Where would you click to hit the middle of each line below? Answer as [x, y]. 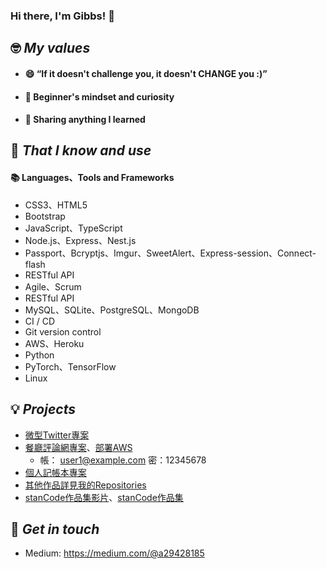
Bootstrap [45, 216]
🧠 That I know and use [81, 150]
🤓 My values [50, 48]
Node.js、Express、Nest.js [80, 240]
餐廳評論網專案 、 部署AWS [78, 447]
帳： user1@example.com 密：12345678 [123, 460]
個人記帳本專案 [55, 472]
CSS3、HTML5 [56, 205]
